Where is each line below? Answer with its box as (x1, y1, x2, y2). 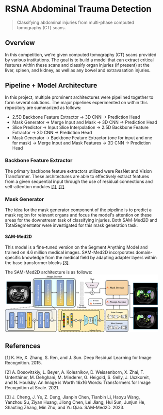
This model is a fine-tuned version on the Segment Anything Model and (5, 244, 148, 250)
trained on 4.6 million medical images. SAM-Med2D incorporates (5, 250, 135, 255)
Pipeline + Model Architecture (5, 81, 98, 90)
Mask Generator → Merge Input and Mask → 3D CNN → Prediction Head (12, 119, 158, 125)
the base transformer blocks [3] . (5, 260, 70, 266)
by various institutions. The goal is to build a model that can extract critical (5, 57, 154, 63)
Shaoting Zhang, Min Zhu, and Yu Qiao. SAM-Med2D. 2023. (5, 405, 125, 411)
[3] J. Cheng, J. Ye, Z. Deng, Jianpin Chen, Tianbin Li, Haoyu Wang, (5, 394, 140, 400)
